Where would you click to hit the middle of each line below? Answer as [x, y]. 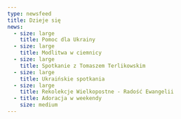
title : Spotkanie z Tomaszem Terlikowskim [83, 66]
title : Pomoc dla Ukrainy [58, 40]
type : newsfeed [29, 14]
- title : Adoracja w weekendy [58, 99]
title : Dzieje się [34, 20]
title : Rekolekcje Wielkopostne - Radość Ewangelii [97, 92]
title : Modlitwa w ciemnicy [61, 53]
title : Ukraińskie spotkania [62, 79]
